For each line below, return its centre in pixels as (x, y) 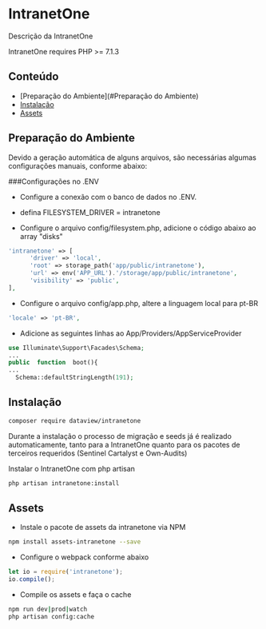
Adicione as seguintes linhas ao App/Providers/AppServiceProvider (131, 333)
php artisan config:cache (51, 616)
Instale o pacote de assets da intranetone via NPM (103, 527)
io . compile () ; (32, 579)
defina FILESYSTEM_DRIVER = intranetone (90, 212)
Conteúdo (34, 77)
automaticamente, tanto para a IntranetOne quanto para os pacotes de (124, 444)
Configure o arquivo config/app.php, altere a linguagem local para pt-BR (139, 303)
